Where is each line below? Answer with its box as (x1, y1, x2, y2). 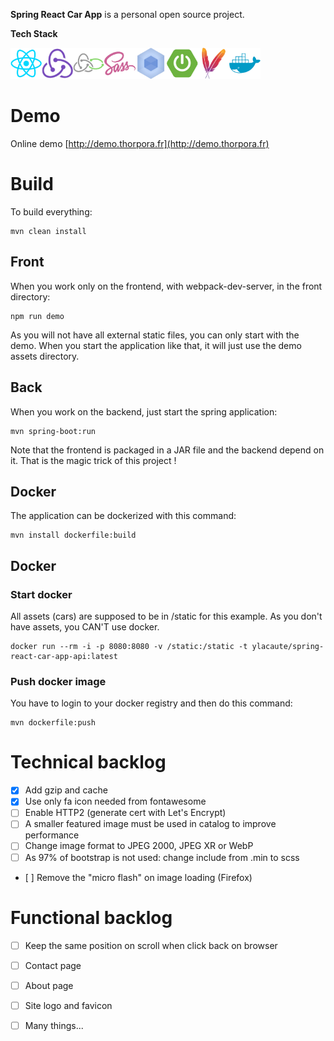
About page (24, 979, 74, 991)
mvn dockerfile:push (10, 718, 97, 728)
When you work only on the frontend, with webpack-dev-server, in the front (10, 280, 323, 292)
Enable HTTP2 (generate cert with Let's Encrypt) (24, 807, 227, 819)
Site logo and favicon (24, 999, 113, 1011)
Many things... (24, 1019, 84, 1031)
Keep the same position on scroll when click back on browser (24, 939, 278, 951)
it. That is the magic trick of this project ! (10, 454, 177, 466)
